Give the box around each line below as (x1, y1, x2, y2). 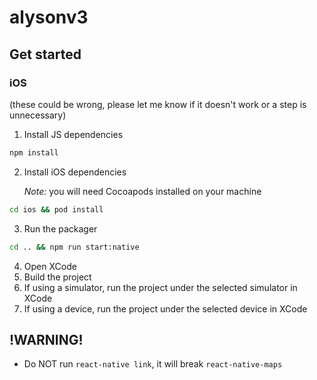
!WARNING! (9, 331, 84, 348)
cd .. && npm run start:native (9, 242, 140, 252)
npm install (9, 147, 59, 158)
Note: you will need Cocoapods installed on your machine (23, 185, 262, 197)
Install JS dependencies (23, 128, 124, 140)
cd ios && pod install (9, 204, 104, 215)
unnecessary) (9, 109, 67, 121)
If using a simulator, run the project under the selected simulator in (23, 281, 298, 293)
